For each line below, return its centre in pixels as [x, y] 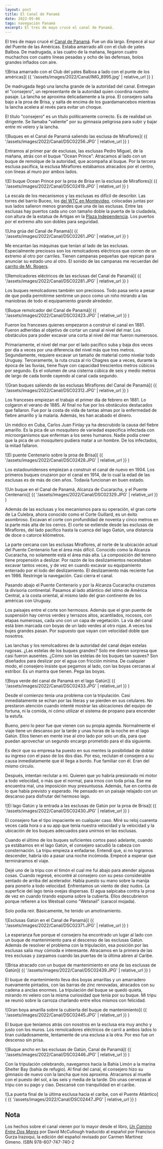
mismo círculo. [20, 766]
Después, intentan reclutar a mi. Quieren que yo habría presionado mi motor [81, 776]
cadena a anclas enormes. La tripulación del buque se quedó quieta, [74, 990]
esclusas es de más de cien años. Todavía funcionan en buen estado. [75, 480]
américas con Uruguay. [28, 601]
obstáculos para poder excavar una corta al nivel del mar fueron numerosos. [82, 335]
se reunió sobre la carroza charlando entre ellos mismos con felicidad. [75, 1000]
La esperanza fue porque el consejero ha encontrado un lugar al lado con [79, 935]
